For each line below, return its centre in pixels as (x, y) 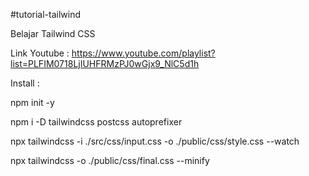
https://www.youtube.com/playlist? (143, 53)
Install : (25, 83)
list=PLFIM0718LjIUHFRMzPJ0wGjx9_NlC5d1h (105, 63)
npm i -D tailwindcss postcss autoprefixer (96, 122)
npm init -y (32, 102)
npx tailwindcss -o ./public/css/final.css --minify (110, 160)
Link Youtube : (40, 53)
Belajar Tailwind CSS (53, 33)
